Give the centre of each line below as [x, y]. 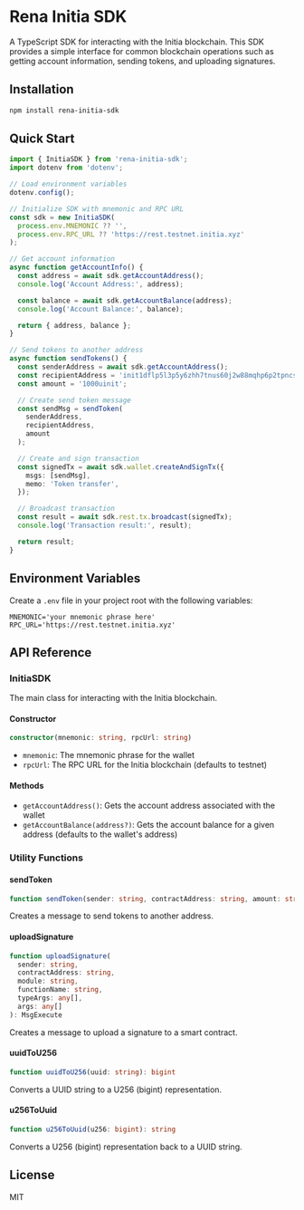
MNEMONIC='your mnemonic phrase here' [82, 617]
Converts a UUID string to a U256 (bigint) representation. [116, 1090]
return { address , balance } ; [74, 325]
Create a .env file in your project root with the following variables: [131, 600]
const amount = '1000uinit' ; [72, 384]
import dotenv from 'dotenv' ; [66, 168]
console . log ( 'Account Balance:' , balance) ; [100, 309]
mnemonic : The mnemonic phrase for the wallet [109, 755]
